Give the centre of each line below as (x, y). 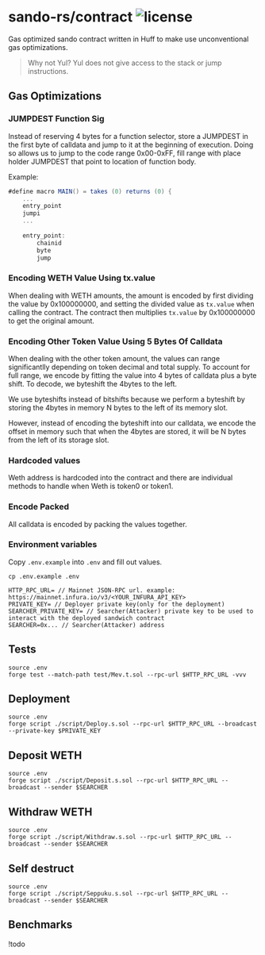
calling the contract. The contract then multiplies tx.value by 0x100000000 (132, 312)
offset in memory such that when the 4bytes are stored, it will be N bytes (127, 431)
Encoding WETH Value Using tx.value (82, 278)
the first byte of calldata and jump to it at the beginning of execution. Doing (131, 144)
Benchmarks (40, 925)
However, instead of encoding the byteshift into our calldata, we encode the (132, 423)
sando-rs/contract (71, 17)
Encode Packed (39, 506)
